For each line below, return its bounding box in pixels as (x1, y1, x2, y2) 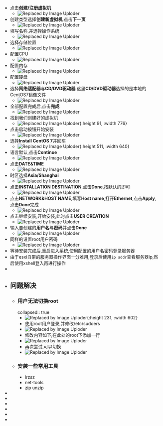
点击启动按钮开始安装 (9, 127, 54, 132)
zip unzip (24, 385, 44, 391)
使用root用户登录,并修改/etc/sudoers (24, 320, 100, 326)
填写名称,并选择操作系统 (9, 28, 60, 34)
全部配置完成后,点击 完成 (9, 103, 60, 109)
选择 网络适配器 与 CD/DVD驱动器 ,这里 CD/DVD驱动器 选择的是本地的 (9, 86, 147, 91)
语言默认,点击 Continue (9, 149, 57, 155)
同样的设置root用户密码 (9, 236, 58, 242)
